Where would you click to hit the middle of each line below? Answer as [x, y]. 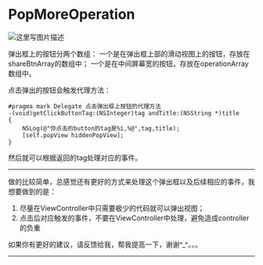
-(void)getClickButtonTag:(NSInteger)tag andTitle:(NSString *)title [124, 113]
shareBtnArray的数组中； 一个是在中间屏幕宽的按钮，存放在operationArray [128, 64]
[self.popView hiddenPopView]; [73, 135]
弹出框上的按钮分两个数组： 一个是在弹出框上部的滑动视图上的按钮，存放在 [129, 53]
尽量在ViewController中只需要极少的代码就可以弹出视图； [112, 208]
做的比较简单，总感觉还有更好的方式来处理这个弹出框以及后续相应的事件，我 [131, 181]
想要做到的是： [32, 191]
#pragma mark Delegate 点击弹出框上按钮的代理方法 [85, 106]
